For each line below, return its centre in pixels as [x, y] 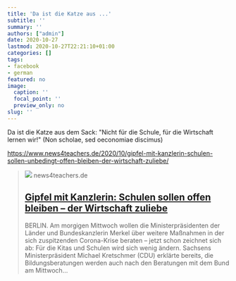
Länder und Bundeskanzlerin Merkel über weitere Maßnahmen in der [124, 232]
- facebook [23, 66]
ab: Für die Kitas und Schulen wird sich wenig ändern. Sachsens [118, 248]
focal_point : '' [37, 99]
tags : [15, 60]
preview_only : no [39, 106]
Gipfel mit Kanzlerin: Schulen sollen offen [118, 198]
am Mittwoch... [46, 270]
